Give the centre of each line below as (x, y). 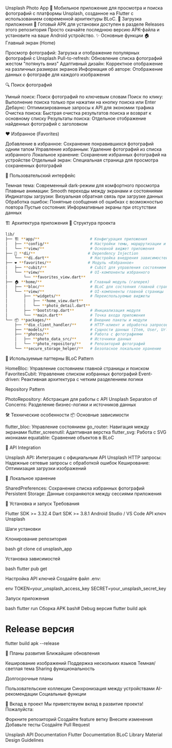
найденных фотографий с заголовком (47, 124)
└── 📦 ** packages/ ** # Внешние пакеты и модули (76, 320)
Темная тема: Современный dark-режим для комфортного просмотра (82, 185)
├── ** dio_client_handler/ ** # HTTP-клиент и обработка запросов (91, 325)
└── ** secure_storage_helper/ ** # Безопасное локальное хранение (88, 349)
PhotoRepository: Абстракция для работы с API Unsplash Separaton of (81, 399)
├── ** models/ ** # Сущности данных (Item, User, (87, 330)
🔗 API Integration (23, 447)
